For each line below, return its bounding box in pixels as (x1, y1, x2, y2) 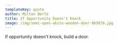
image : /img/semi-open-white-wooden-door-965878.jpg (5, 20, 114, 26)
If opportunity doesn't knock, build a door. (5, 34, 89, 40)
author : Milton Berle (5, 12, 49, 16)
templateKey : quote (5, 7, 44, 12)
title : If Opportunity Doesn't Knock (5, 16, 81, 21)
